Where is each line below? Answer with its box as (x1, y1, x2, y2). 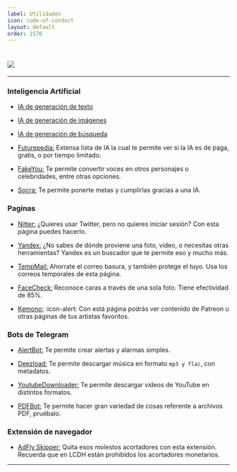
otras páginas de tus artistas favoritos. (17, 312, 130, 320)
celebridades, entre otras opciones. (17, 172, 121, 181)
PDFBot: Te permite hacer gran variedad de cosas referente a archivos (17, 402, 224, 411)
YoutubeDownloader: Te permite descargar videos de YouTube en (17, 381, 209, 389)
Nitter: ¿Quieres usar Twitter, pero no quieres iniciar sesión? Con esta (17, 220, 219, 228)
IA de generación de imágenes (17, 116, 107, 124)
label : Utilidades (7, 10, 61, 18)
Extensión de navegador (7, 427, 93, 437)
